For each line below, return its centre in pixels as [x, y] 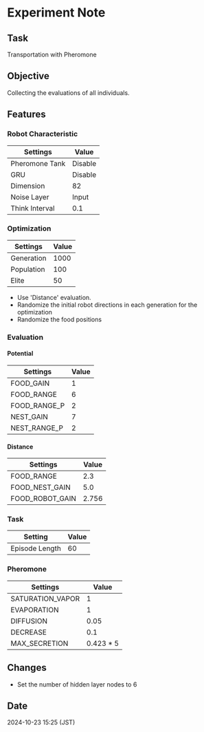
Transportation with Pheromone [52, 54]
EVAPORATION [35, 610]
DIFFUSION [29, 621]
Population [28, 269]
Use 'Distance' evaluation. [54, 297]
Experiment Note [56, 13]
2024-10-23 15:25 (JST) [41, 722]
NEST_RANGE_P [37, 428]
